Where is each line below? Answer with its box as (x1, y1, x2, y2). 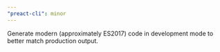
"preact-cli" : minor (7, 10, 67, 17)
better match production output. (7, 36, 99, 45)
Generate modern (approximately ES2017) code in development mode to (7, 29, 214, 37)
